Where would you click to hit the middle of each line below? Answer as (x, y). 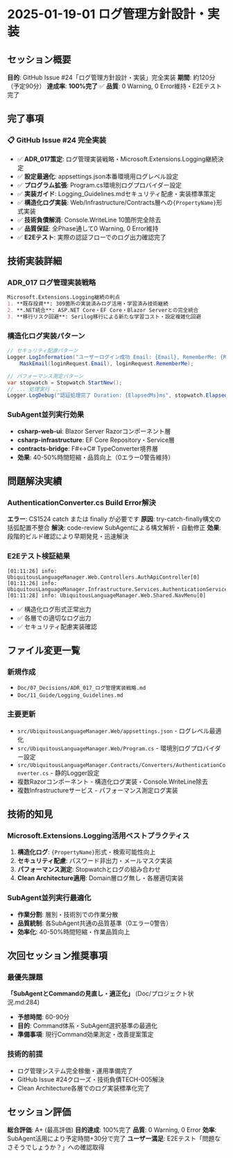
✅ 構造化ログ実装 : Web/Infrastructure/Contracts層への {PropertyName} (117, 202)
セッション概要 (39, 59)
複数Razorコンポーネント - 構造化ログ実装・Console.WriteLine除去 (112, 781)
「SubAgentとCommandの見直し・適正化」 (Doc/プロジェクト (98, 993)
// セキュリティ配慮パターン (43, 351)
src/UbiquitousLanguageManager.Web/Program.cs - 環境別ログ (104, 748)
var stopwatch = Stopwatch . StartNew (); (65, 383)
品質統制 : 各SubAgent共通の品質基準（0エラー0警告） (95, 923)
